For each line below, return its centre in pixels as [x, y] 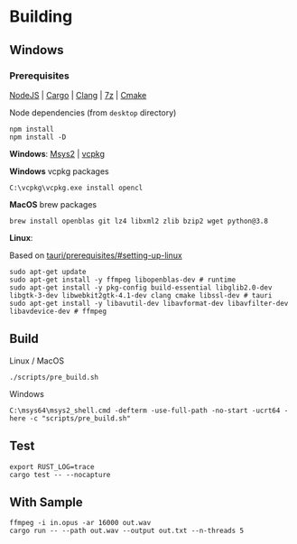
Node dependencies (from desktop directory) [93, 112]
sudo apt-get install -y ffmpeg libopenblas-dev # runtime [123, 280]
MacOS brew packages [53, 204]
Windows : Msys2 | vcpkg [57, 153]
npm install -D [38, 137]
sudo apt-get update [48, 272]
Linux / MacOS [37, 360]
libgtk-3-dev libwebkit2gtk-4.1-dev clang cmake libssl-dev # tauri [141, 295]
